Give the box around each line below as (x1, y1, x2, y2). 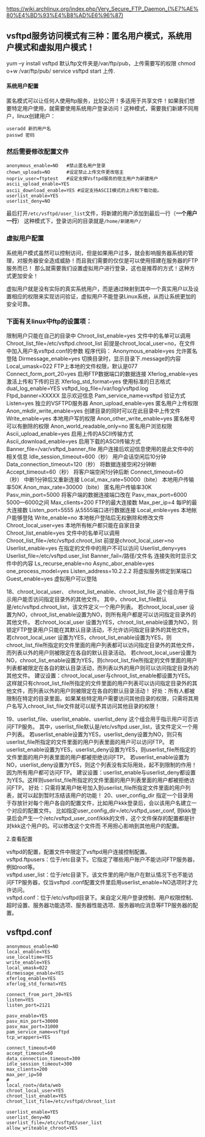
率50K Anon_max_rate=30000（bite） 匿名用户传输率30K (6, 483, 152, 491)
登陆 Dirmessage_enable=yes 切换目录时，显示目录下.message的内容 (6, 355, 181, 362)
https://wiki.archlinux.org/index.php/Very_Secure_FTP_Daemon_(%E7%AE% (6, 5, 199, 12)
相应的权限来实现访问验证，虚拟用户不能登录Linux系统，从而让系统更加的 (11, 292, 196, 300)
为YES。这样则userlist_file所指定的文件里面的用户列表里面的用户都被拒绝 (6, 776, 190, 784)
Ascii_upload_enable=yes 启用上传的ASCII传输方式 (6, 430, 134, 437)
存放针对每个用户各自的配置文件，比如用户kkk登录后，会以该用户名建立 (11, 799, 192, 806)
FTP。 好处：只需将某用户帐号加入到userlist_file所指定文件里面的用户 (11, 784, 185, 791)
